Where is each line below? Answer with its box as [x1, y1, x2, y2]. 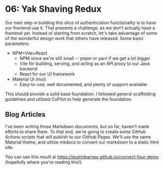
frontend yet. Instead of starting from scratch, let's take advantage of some [5, 30, 158, 36]
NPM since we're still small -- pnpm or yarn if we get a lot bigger [19, 55, 151, 61]
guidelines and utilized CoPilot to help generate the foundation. [5, 96, 133, 102]
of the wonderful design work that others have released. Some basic [5, 35, 144, 41]
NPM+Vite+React [12, 50, 48, 56]
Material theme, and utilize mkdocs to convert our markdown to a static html [5, 139, 159, 145]
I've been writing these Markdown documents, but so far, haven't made [5, 123, 150, 129]
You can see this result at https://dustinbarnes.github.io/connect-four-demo [5, 154, 159, 160]
